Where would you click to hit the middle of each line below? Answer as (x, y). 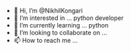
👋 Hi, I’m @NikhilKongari (48, 11)
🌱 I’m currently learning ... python (61, 25)
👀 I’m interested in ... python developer (69, 18)
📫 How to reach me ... (46, 40)
